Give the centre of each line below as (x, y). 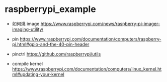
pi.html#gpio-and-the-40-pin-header (51, 44)
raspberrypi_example (50, 9)
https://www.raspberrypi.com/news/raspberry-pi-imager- (100, 23)
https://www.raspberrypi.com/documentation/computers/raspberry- (90, 39)
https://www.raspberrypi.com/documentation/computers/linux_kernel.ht (87, 69)
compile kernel (27, 63)
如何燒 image (26, 23)
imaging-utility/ (28, 29)
